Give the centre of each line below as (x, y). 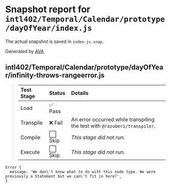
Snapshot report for (48, 9)
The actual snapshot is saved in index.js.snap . (54, 41)
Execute (30, 152)
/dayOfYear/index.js (49, 28)
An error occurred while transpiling (113, 120)
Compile (30, 137)
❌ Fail (56, 123)
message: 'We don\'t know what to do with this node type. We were (83, 172)
